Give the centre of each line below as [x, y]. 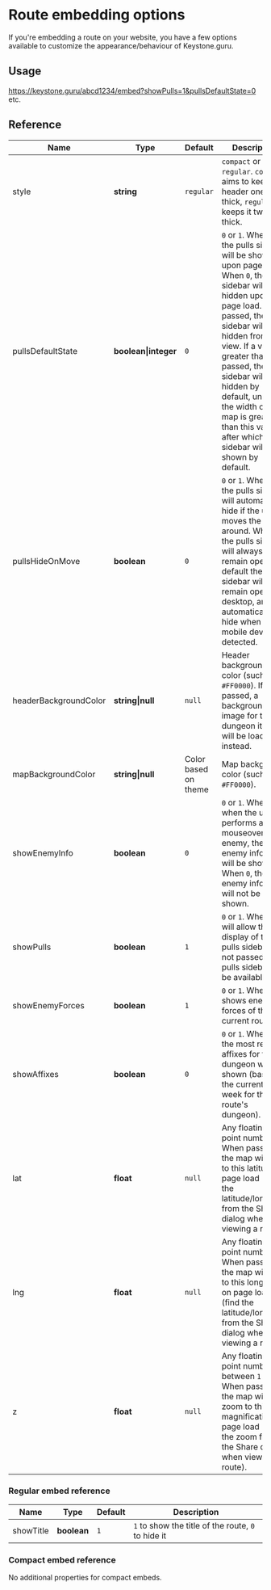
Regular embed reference [59, 1491]
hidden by [240, 386]
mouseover [243, 832]
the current [242, 1084]
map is [234, 416]
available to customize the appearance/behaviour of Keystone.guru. [121, 45]
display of [240, 936]
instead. [237, 746]
